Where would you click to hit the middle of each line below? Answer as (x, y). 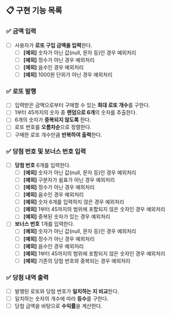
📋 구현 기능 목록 (34, 11)
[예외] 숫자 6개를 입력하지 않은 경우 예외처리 (74, 202)
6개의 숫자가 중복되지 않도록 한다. (53, 120)
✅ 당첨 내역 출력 (27, 277)
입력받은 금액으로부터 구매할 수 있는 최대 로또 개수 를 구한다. (82, 105)
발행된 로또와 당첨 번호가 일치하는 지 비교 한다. (66, 292)
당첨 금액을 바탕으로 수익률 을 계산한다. (58, 306)
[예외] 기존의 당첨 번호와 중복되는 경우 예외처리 (77, 260)
